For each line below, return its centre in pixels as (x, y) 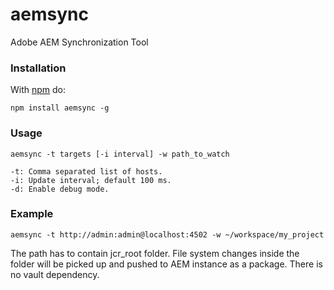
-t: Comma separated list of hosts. (86, 171)
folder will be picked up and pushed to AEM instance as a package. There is (166, 264)
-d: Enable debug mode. (60, 189)
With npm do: (38, 90)
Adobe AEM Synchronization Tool (79, 42)
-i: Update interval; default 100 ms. (91, 180)
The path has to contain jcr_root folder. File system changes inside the (155, 253)
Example (32, 214)
